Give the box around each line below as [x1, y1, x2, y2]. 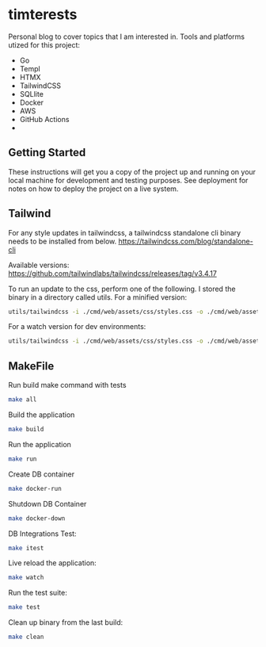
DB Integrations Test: [8, 529, 77, 538]
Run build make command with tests [8, 381, 127, 390]
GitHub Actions [19, 114, 70, 124]
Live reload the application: [8, 558, 97, 568]
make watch [8, 573, 44, 582]
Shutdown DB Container [8, 499, 87, 508]
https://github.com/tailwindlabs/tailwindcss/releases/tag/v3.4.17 [8, 268, 218, 278]
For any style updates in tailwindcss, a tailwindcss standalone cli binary [8, 228, 241, 237]
